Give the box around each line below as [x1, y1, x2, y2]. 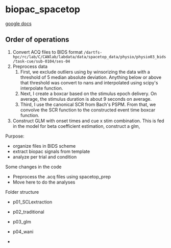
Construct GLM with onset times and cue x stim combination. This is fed [12, 118, 164, 124]
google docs [5, 20, 32, 27]
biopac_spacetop [5, 4, 81, 15]
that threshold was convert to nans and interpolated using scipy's [20, 79, 158, 85]
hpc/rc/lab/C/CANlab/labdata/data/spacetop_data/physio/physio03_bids [12, 54, 166, 59]
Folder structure [5, 189, 39, 195]
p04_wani [12, 229, 34, 235]
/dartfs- [83, 50, 103, 55]
